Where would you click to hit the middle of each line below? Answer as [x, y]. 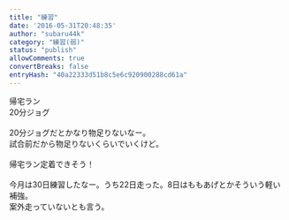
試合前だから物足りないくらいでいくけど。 [86, 143]
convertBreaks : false [49, 67]
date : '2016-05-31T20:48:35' [63, 26]
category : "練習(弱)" [47, 42]
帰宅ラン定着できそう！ [52, 163]
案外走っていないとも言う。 [59, 206]
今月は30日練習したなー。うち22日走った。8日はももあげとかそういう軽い [145, 184]
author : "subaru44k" [47, 34]
